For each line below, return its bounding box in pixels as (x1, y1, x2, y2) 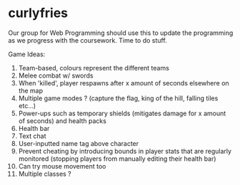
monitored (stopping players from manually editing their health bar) (18, 154, 216, 163)
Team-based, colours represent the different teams (18, 63, 170, 72)
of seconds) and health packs (18, 116, 106, 125)
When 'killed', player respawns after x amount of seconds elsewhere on (18, 78, 229, 87)
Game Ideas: (8, 50, 46, 58)
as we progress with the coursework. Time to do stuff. (8, 36, 167, 44)
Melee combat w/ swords (18, 71, 94, 80)
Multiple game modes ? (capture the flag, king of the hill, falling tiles (18, 94, 219, 102)
